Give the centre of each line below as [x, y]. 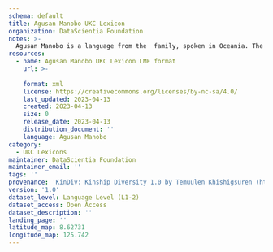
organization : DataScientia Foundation [76, 31]
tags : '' [23, 175]
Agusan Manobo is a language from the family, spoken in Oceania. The [140, 46]
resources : [27, 54]
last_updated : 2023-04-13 [67, 99]
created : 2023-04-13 [58, 106]
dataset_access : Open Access [58, 205]
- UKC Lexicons [41, 152]
